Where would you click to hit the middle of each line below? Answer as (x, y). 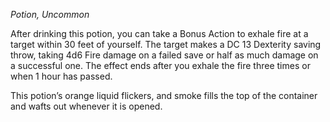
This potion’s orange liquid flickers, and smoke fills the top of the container (164, 95)
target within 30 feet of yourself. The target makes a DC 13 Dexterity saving (166, 44)
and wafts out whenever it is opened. (86, 106)
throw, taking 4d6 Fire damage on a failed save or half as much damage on (164, 55)
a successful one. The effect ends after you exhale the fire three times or (160, 65)
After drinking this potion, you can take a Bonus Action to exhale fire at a (159, 33)
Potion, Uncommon (50, 14)
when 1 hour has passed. (61, 76)
